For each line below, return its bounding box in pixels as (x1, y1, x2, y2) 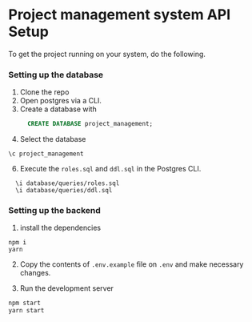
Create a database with (19, 104, 98, 114)
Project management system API (8, 6, 231, 24)
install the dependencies (19, 223, 102, 233)
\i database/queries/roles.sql (15, 179, 120, 187)
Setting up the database (8, 69, 104, 80)
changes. (19, 268, 51, 278)
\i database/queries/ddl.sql (15, 187, 113, 195)
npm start (8, 299, 42, 308)
